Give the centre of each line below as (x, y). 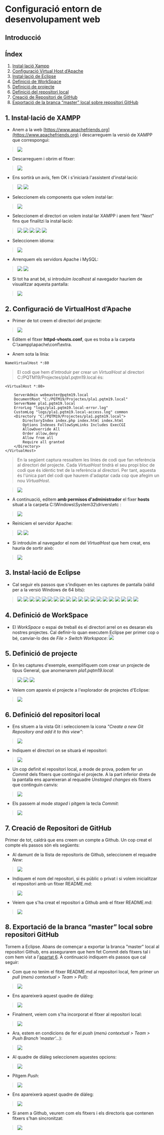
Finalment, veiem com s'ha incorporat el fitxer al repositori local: (77, 1014)
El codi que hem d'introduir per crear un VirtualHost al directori (81, 372)
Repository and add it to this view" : (48, 732)
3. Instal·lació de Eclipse (43, 573)
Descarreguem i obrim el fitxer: (44, 159)
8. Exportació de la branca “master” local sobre (79, 927)
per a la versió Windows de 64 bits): (49, 590)
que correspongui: (31, 140)
